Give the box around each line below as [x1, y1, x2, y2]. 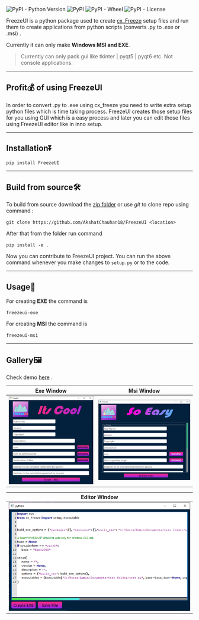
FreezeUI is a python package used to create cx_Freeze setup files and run [6, 17, 189, 24]
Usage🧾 [6, 281, 36, 292]
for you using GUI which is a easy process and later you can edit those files [6, 114, 191, 121]
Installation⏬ [6, 143, 53, 154]
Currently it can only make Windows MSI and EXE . [6, 42, 130, 48]
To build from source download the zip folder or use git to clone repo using [6, 201, 190, 208]
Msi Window [128, 387, 161, 394]
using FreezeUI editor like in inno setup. [6, 120, 102, 127]
